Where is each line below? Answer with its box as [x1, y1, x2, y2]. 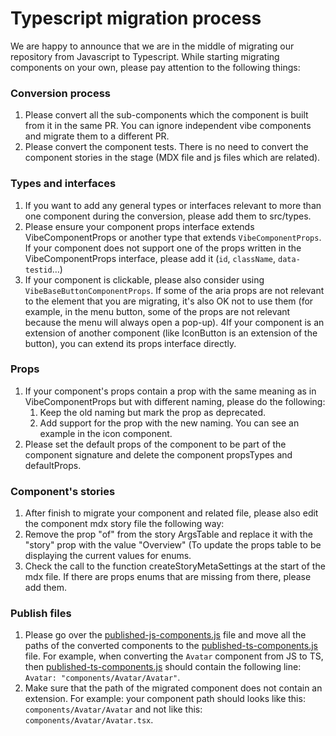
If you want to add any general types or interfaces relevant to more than [24, 199, 322, 211]
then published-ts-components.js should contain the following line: [24, 661, 302, 673]
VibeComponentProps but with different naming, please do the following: [24, 395, 326, 407]
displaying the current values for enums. [24, 550, 192, 562]
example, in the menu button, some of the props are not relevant [24, 305, 291, 317]
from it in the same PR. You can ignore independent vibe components [24, 120, 312, 132]
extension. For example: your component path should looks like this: [24, 693, 306, 705]
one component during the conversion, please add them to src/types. [24, 210, 312, 222]
